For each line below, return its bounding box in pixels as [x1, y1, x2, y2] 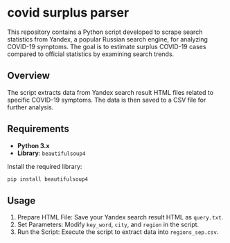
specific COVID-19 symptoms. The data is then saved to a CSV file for [7, 96, 206, 104]
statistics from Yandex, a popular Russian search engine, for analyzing [7, 35, 208, 43]
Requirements [7, 123, 69, 135]
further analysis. [7, 102, 54, 111]
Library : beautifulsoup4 [17, 149, 86, 157]
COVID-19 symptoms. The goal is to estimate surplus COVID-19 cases [7, 42, 206, 51]
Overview [7, 70, 51, 82]
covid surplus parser [7, 5, 130, 21]
